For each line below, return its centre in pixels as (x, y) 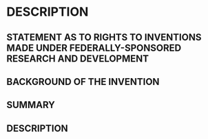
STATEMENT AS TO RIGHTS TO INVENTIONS (104, 37)
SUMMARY (31, 105)
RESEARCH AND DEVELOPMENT (78, 59)
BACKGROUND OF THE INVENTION (83, 82)
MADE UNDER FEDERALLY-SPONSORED (94, 48)
